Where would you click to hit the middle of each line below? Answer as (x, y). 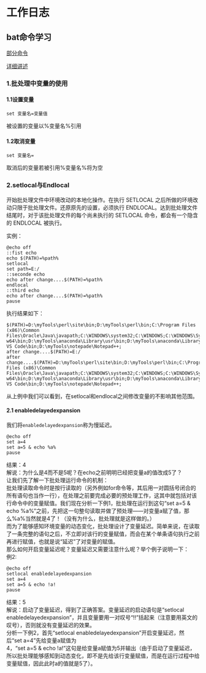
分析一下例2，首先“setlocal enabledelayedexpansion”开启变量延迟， (93, 633)
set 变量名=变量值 (27, 114)
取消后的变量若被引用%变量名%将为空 (55, 168)
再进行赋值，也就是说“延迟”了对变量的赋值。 (63, 541)
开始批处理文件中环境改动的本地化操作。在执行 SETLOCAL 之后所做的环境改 (102, 199)
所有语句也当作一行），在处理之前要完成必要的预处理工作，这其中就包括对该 (102, 495)
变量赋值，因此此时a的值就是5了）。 (51, 663)
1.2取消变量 (21, 141)
